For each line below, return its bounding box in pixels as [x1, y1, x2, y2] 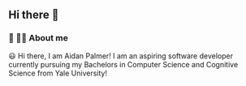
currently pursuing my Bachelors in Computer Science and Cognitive [8, 59, 239, 69]
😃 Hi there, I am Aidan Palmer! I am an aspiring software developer [8, 50, 234, 61]
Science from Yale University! [8, 68, 108, 78]
